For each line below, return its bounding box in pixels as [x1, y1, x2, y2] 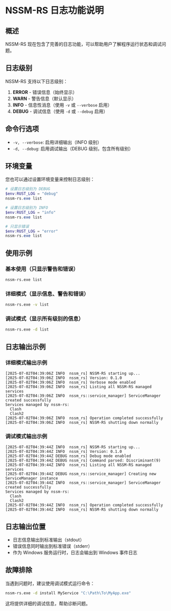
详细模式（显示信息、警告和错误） [5, 290, 89, 297]
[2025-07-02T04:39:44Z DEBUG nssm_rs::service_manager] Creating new [5, 471, 157, 477]
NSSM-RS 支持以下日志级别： [5, 78, 68, 84]
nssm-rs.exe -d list [5, 327, 50, 332]
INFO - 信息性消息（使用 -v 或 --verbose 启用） [12, 101, 112, 108]
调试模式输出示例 [5, 432, 47, 440]
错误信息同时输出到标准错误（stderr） [12, 543, 93, 549]
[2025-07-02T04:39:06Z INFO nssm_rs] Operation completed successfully [5, 415, 163, 421]
